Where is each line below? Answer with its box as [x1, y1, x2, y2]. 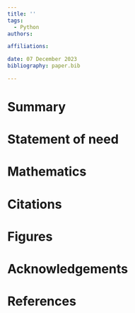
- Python [13, 23, 40, 30]
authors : [7, 30, 33, 38]
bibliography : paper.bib [7, 62, 81, 69]
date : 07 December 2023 [7, 56, 78, 63]
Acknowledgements [7, 261, 129, 277]
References [7, 293, 76, 309]
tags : [7, 17, 23, 24]
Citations [7, 196, 62, 212]
